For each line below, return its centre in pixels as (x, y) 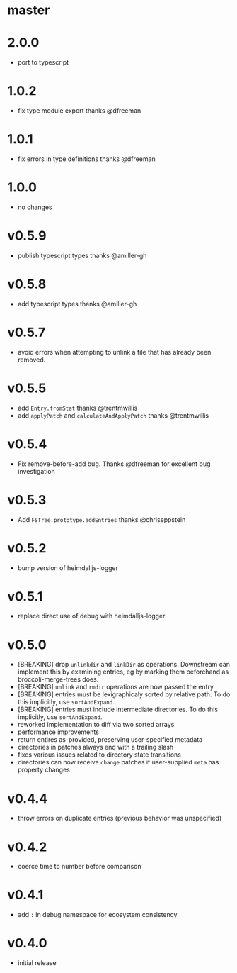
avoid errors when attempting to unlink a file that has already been (114, 352)
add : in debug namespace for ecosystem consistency (97, 915)
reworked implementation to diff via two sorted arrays (96, 725)
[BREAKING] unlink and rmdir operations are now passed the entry (116, 687)
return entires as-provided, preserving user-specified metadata (110, 740)
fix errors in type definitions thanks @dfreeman (86, 159)
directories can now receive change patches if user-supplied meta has (118, 762)
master (29, 10)
